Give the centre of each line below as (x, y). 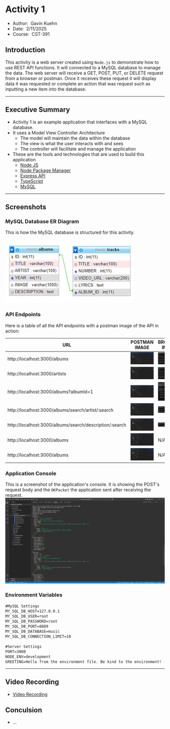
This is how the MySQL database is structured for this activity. (70, 232)
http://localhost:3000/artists (37, 373)
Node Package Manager (45, 170)
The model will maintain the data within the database (75, 138)
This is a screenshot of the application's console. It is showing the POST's (82, 485)
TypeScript (32, 181)
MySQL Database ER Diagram (42, 221)
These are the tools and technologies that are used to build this (78, 154)
